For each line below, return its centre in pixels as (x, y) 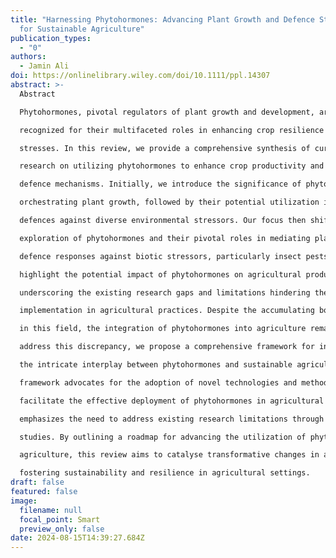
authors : (28, 57)
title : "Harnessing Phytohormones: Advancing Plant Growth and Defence (162, 19)
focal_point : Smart (60, 519)
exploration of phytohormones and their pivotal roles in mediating (165, 238)
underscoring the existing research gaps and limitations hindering (165, 292)
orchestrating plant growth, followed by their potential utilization (169, 202)
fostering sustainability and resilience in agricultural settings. (165, 473)
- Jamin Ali (44, 66)
